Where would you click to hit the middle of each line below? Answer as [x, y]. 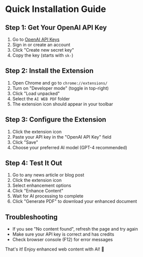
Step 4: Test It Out [34, 163]
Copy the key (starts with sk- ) [43, 55]
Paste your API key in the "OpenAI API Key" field [62, 137]
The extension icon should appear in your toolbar [63, 104]
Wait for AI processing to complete [48, 196]
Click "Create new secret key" [43, 50]
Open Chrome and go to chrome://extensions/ [60, 83]
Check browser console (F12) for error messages [63, 240]
